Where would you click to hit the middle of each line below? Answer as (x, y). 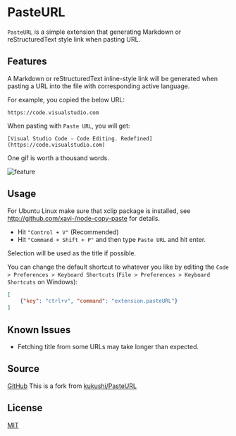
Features (27, 62)
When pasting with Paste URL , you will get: (69, 126)
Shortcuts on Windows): (43, 281)
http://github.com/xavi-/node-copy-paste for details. (84, 218)
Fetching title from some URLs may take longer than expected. (108, 347)
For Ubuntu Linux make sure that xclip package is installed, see (99, 211)
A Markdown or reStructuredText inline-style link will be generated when (113, 78)
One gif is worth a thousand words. (58, 158)
